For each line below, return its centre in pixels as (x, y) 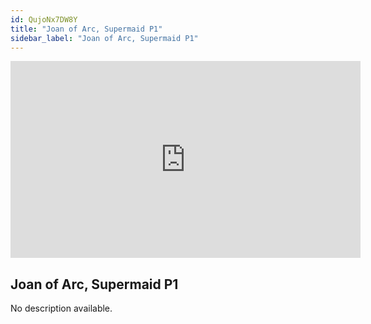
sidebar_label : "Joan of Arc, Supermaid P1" (104, 38)
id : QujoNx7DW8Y (44, 19)
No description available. (61, 308)
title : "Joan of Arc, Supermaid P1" (86, 29)
